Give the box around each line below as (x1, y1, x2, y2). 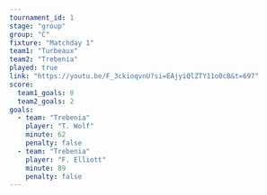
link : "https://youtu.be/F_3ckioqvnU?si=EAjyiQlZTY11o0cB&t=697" (9, 72, 259, 81)
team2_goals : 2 (17, 96, 75, 106)
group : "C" (9, 30, 50, 39)
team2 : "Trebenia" (9, 55, 78, 64)
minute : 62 (25, 130, 67, 139)
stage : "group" (9, 22, 67, 31)
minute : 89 (25, 164, 67, 173)
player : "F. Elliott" (25, 155, 106, 164)
